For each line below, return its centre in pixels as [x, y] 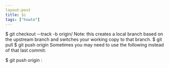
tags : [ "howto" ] [23, 19]
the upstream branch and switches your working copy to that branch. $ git [84, 39]
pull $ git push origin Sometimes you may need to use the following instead [84, 45]
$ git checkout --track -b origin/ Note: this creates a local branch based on [84, 34]
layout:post [18, 10]
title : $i [16, 15]
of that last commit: [26, 50]
